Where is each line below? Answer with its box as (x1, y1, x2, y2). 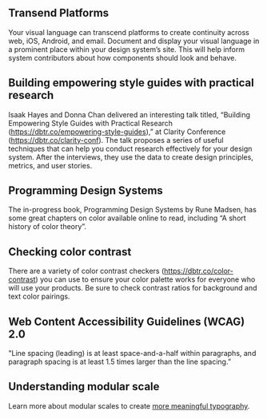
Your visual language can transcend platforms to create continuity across (8, 27, 250, 37)
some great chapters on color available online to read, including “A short (8, 213, 246, 223)
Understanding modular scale (8, 380, 160, 393)
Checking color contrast (8, 245, 132, 259)
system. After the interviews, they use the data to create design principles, (8, 152, 253, 162)
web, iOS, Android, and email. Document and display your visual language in (8, 36, 260, 45)
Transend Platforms (8, 6, 110, 20)
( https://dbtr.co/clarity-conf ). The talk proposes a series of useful (8, 135, 224, 144)
